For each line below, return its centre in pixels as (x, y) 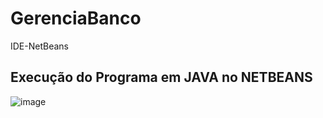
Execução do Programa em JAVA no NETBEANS (161, 77)
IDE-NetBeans (39, 46)
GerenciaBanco (76, 18)
